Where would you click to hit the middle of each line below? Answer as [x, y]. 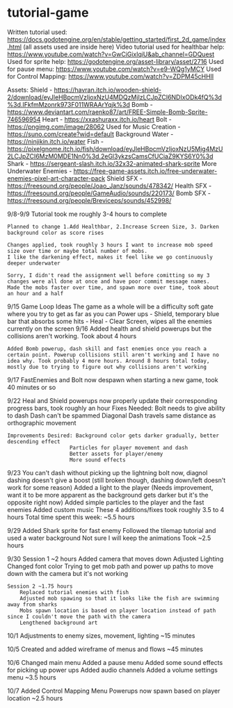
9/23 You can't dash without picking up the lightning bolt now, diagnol [107, 472]
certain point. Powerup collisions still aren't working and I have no [113, 355]
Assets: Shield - [30, 90]
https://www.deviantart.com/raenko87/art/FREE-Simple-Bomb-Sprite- [107, 112]
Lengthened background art [59, 623]
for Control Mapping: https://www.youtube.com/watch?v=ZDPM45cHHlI [111, 76]
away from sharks [32, 604]
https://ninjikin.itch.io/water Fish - [56, 141]
